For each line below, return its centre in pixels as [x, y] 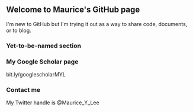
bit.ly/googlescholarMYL [36, 75]
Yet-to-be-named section [44, 46]
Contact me [23, 89]
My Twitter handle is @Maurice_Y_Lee [53, 103]
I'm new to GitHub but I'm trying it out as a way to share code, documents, [97, 24]
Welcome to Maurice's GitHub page [73, 10]
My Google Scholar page [42, 62]
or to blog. [19, 30]
